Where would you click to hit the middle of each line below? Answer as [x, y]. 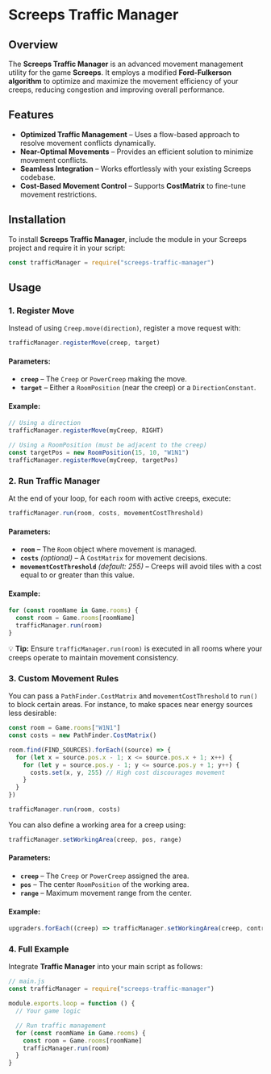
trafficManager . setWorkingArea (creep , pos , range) [95, 839]
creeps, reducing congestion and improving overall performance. [117, 89]
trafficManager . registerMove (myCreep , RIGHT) [86, 431]
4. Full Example [39, 949]
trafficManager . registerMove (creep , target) [84, 343]
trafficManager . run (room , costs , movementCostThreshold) [106, 514]
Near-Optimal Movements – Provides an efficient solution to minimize [137, 152]
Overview [33, 45]
